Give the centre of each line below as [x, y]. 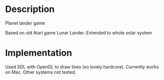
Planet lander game [25, 23]
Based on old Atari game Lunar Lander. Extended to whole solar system [79, 32]
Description [30, 9]
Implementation [39, 53]
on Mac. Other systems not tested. [41, 72]
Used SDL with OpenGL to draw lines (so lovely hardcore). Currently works [82, 66]
